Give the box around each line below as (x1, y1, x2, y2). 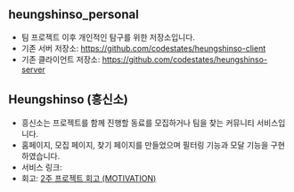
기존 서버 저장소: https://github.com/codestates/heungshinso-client (20, 43, 266, 53)
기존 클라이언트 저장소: (20, 53, 101, 65)
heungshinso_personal (8, 7, 139, 22)
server (20, 64, 45, 75)
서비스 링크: (20, 162, 63, 172)
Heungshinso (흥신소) (8, 92, 128, 108)
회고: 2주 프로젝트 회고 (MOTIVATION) (20, 172, 157, 183)
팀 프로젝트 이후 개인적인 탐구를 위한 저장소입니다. (20, 31, 195, 43)
